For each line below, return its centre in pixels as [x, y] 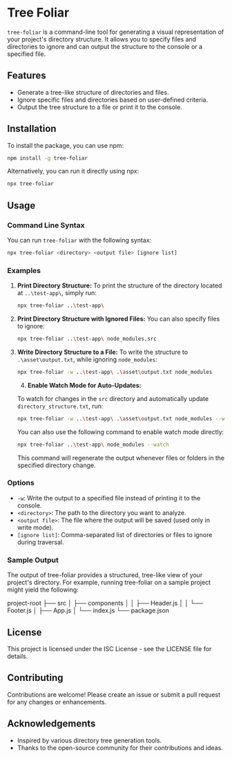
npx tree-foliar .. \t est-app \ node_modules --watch [93, 444]
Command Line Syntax [46, 225]
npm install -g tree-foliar [48, 158]
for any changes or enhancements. [57, 702]
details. [18, 656]
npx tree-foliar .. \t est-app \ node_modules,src [87, 339]
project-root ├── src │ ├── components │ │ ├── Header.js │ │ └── [105, 603]
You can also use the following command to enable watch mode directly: [120, 432]
